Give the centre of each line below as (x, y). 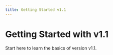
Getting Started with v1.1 (57, 34)
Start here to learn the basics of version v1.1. (51, 48)
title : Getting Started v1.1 (36, 10)
